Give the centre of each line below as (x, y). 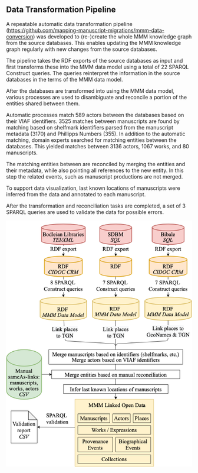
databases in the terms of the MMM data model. (65, 79)
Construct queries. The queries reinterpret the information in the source (93, 73)
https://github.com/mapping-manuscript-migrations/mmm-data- (86, 30)
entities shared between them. (43, 103)
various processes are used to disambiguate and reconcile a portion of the (97, 97)
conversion (20, 36)
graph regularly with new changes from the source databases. (82, 49)
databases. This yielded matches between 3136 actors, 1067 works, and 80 (98, 146)
